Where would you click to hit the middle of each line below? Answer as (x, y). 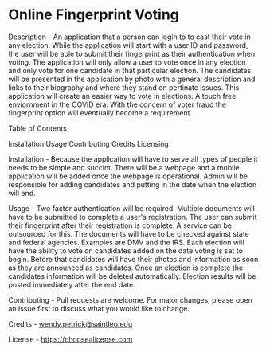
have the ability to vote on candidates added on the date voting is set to (125, 250)
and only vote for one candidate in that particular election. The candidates (130, 70)
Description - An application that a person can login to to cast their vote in (129, 37)
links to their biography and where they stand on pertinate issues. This (124, 87)
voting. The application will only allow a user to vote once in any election (127, 62)
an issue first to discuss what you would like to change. (99, 308)
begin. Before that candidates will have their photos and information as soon (133, 259)
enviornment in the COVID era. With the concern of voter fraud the (117, 104)
